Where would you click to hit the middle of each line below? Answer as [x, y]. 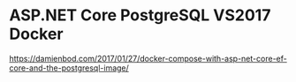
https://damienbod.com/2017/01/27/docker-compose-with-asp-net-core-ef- [148, 58]
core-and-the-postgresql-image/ [69, 68]
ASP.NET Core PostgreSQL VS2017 [140, 15]
